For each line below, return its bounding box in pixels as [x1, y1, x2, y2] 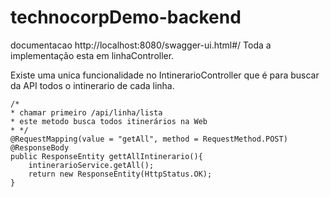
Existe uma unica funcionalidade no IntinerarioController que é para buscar [10, 69, 320, 81]
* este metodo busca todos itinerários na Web [10, 116, 208, 126]
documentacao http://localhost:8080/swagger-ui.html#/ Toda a [10, 39, 272, 51]
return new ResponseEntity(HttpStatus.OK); [28, 169, 213, 179]
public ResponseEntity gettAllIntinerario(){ [10, 151, 203, 161]
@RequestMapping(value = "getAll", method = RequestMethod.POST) [10, 134, 288, 144]
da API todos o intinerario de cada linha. [10, 79, 175, 91]
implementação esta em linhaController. [10, 49, 175, 61]
